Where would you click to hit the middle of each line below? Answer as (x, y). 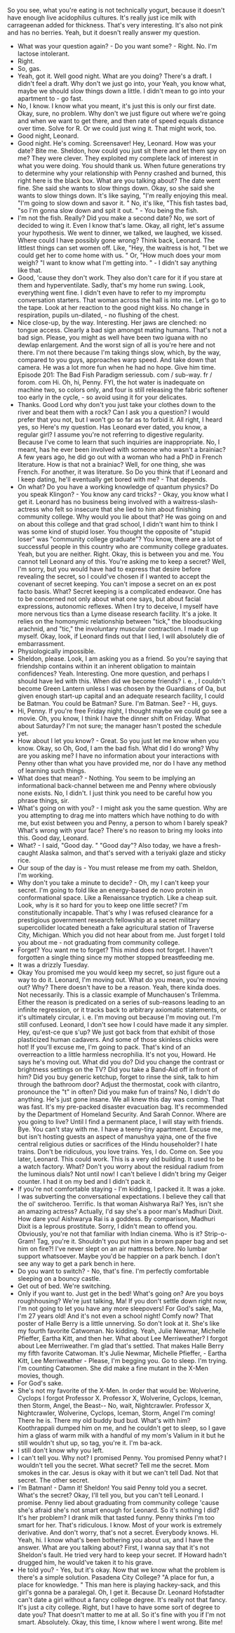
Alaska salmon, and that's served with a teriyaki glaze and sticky (133, 853)
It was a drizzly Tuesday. (53, 965)
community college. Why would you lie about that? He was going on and (122, 517)
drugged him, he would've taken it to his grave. (86, 1562)
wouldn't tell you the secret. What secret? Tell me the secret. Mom (113, 1465)
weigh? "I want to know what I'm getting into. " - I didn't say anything (117, 263)
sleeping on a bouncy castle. (59, 1278)
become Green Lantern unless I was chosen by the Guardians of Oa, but (122, 689)
